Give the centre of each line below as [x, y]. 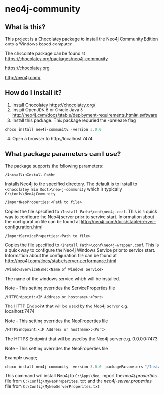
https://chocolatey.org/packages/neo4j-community [57, 59]
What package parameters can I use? [63, 154]
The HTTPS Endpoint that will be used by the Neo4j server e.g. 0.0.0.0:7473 [81, 339]
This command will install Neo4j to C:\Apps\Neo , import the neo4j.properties [81, 376]
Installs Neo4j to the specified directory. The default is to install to [71, 184]
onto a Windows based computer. [39, 44]
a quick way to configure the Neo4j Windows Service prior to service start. [80, 250]
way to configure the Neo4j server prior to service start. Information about [80, 217]
